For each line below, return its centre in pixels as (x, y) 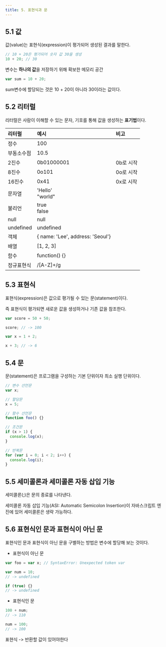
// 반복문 (14, 450)
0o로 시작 (127, 172)
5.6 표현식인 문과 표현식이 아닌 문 (54, 529)
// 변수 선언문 (18, 386)
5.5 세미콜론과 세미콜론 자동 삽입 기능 (60, 482)
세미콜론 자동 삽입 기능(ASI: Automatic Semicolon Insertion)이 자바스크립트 (80, 506)
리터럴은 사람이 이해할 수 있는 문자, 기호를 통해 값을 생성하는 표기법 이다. (76, 120)
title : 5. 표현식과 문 (26, 10)
